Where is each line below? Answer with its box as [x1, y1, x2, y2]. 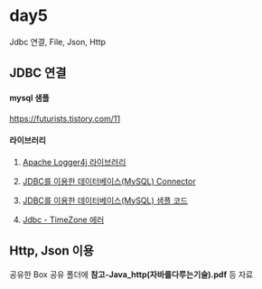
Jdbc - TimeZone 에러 [22, 214, 105, 225]
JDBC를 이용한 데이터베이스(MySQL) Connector [22, 175, 196, 186]
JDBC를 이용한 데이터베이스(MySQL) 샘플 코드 [22, 195, 188, 206]
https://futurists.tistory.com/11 [9, 113, 120, 124]
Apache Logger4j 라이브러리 [22, 156, 126, 167]
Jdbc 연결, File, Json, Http [9, 36, 107, 47]
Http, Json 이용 [9, 243, 95, 258]
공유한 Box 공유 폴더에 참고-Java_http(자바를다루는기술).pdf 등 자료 [9, 268, 254, 280]
